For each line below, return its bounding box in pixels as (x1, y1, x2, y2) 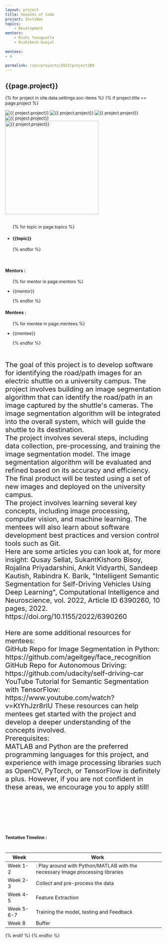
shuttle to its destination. (5, 425, 84, 434)
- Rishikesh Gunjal (14, 40, 55, 45)
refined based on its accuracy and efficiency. (5, 466, 151, 475)
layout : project (5, 7, 39, 12)
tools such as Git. (5, 539, 61, 548)
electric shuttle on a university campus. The (5, 376, 147, 385)
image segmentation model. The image (5, 449, 131, 458)
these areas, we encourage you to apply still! (5, 783, 149, 791)
